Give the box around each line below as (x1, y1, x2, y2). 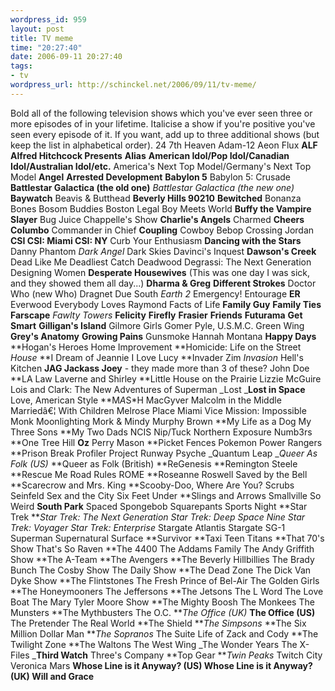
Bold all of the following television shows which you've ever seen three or (10, 107, 313, 119)
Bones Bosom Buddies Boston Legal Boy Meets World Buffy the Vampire (10, 202, 312, 215)
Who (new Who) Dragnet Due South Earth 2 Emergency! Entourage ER (10, 287, 301, 300)
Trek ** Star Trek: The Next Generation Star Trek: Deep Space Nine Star (10, 511, 306, 523)
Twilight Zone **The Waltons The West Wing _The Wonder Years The (10, 638, 298, 650)
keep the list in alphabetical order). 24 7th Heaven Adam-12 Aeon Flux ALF (10, 139, 318, 151)
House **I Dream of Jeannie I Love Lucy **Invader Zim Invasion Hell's (10, 351, 304, 363)
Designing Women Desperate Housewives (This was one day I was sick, (10, 266, 311, 278)
